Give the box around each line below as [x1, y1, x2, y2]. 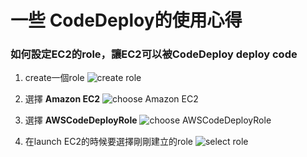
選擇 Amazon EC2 [24, 93, 101, 105]
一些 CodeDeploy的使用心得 [10, 9, 243, 32]
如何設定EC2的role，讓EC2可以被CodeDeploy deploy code [10, 47, 298, 61]
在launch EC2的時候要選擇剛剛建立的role [24, 136, 193, 148]
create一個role [24, 72, 85, 84]
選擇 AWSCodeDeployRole [24, 114, 138, 126]
